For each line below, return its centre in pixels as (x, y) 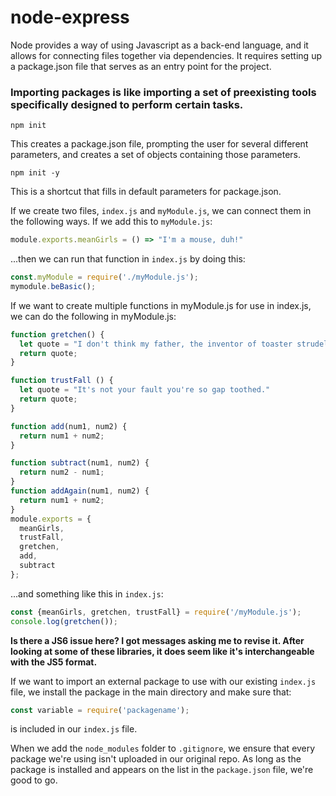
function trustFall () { (62, 381)
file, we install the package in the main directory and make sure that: (151, 692)
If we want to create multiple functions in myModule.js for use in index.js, (161, 305)
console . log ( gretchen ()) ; (64, 621)
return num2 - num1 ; (62, 472)
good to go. (34, 780)
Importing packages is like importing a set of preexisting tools (163, 92)
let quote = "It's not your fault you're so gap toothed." (145, 390)
